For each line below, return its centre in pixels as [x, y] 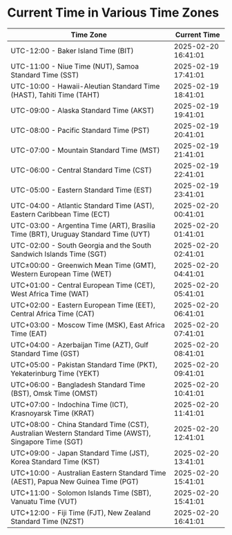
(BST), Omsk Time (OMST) [54, 393]
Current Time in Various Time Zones [113, 13]
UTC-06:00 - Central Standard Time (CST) [81, 170]
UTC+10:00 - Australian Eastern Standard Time [88, 473]
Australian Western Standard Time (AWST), [81, 433]
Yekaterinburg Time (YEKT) [55, 373]
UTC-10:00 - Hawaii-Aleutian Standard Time [85, 86]
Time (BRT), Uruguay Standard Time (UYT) [80, 234]
